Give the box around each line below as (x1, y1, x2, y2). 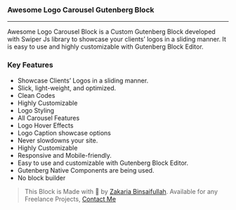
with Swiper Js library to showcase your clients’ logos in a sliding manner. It (7, 35, 227, 44)
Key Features (7, 60, 54, 70)
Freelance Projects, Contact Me (24, 194, 117, 203)
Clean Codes (17, 91, 55, 99)
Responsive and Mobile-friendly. (17, 151, 112, 159)
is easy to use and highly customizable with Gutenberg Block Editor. (7, 42, 204, 51)
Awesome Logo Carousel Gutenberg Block (7, 5, 155, 15)
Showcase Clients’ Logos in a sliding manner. (17, 76, 149, 85)
